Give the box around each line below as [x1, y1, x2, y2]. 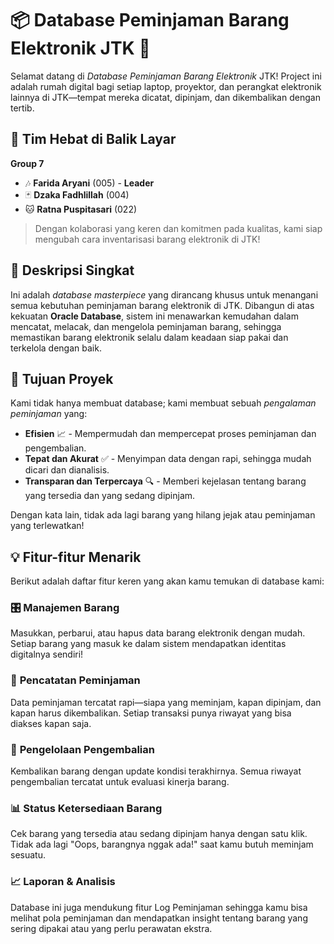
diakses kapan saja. [10, 717, 92, 729]
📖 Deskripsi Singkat [10, 262, 135, 279]
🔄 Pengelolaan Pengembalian [10, 742, 155, 756]
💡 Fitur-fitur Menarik [10, 548, 142, 566]
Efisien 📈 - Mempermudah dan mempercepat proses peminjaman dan [24, 428, 317, 440]
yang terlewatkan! [10, 520, 85, 532]
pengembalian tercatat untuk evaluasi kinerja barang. [10, 776, 230, 788]
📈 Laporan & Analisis [10, 875, 116, 889]
